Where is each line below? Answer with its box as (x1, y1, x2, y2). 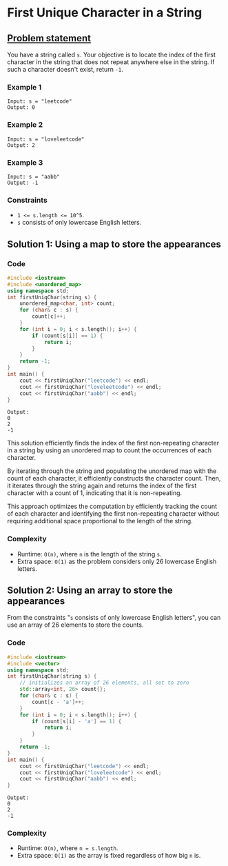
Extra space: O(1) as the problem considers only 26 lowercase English (17, 557, 217, 565)
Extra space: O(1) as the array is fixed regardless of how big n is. (17, 852, 201, 860)
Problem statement (7, 32, 92, 44)
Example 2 (7, 120, 43, 130)
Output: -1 (7, 179, 39, 186)
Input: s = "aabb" (7, 173, 60, 180)
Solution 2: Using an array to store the (7, 585, 174, 596)
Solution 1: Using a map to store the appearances (7, 238, 222, 250)
